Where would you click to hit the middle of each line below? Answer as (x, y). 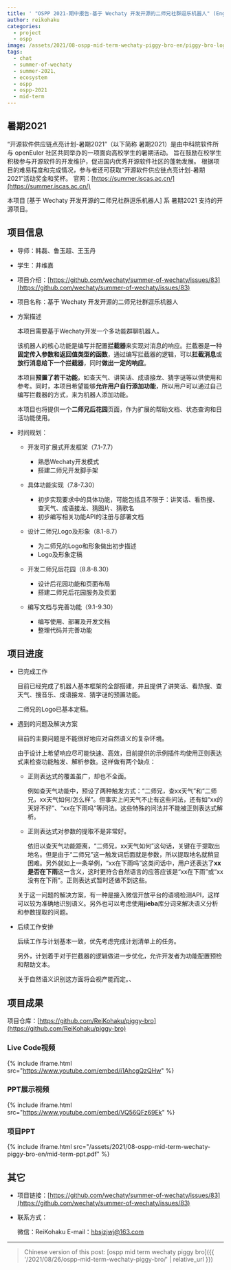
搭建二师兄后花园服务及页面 (77, 592)
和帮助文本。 (35, 965)
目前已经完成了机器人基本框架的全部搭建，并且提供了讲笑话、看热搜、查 (119, 686)
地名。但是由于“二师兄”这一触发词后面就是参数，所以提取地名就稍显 (123, 855)
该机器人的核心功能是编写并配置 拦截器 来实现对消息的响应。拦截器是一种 (119, 345)
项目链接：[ (33, 1195)
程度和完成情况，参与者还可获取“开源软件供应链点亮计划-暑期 (118, 170)
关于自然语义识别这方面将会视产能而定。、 (76, 979)
